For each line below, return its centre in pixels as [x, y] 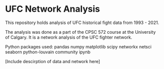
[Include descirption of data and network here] [53, 61]
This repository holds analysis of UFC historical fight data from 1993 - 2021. [82, 23]
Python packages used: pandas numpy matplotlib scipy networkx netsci [78, 46]
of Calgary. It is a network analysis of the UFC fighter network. [69, 37]
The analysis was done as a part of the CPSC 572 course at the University [81, 32]
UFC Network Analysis [53, 9]
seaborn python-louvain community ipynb [48, 52]
